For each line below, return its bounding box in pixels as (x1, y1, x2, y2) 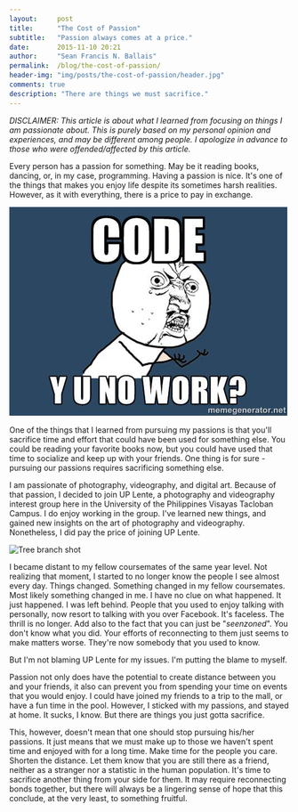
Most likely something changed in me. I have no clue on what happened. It (9, 589, 282, 600)
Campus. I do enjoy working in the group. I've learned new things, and (9, 507, 267, 518)
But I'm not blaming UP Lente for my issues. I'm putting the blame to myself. (9, 654, 287, 665)
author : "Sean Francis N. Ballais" (9, 52, 157, 61)
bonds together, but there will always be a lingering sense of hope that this (9, 784, 283, 794)
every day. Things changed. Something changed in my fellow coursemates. (9, 580, 286, 591)
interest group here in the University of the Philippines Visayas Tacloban (9, 499, 274, 509)
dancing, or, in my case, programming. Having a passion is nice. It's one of (9, 170, 283, 181)
